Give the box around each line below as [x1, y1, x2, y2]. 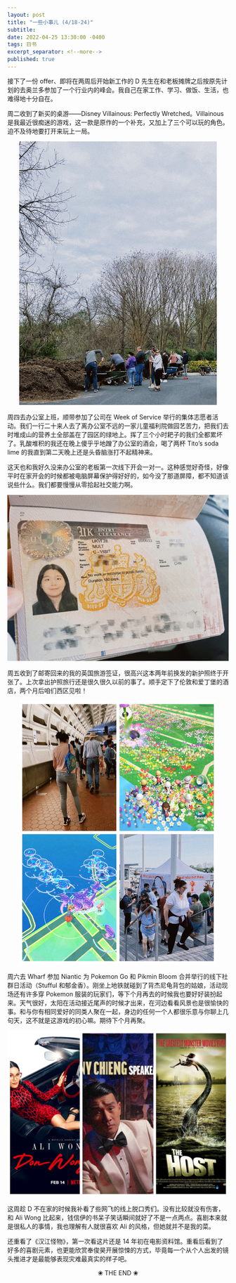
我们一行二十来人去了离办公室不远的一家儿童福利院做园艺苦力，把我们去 [19, 422, 229, 430]
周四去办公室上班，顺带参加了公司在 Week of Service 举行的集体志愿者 [7, 412, 213, 421]
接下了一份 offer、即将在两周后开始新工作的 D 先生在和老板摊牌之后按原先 [7, 77, 222, 85]
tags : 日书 [7, 41, 37, 48]
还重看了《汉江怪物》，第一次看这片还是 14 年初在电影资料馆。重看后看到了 [7, 1237, 223, 1245]
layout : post [7, 11, 46, 18]
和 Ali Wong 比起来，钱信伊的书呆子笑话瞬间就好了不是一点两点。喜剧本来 [7, 1213, 221, 1222]
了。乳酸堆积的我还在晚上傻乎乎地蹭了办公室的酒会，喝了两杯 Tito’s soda [7, 439, 219, 448]
